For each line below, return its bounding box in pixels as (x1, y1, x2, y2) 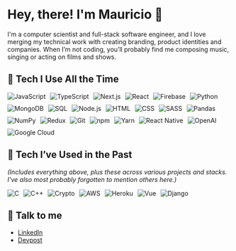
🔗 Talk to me (7, 209, 62, 221)
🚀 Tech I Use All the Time (7, 73, 119, 85)
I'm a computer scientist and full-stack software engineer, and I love (7, 30, 206, 38)
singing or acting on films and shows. (7, 53, 117, 61)
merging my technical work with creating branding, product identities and (7, 37, 222, 46)
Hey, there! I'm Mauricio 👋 (7, 6, 163, 23)
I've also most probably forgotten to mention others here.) (7, 175, 177, 183)
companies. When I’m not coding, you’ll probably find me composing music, (7, 45, 230, 53)
